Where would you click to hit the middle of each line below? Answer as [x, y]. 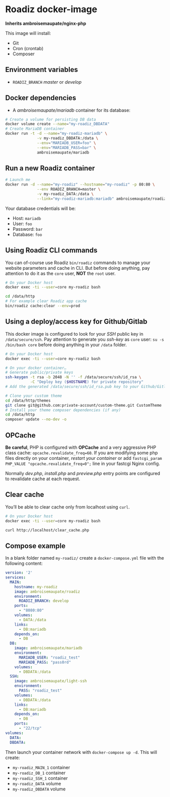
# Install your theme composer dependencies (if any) [63, 410]
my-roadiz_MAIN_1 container [41, 767]
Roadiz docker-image [51, 9]
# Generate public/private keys [39, 373]
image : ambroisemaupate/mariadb [48, 648]
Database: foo [27, 234]
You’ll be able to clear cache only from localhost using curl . [68, 507]
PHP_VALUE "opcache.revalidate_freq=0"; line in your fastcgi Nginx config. [83, 463]
